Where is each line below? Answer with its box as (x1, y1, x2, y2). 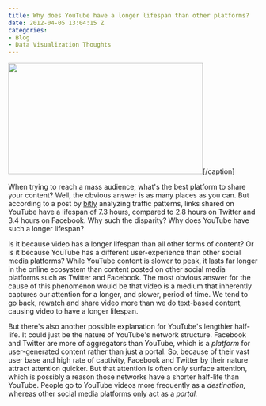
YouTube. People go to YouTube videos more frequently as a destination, (8, 381, 246, 390)
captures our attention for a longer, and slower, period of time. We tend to (8, 290, 249, 299)
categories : (8, 26, 47, 34)
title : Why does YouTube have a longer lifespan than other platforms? (8, 11, 249, 20)
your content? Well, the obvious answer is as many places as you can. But (8, 190, 249, 200)
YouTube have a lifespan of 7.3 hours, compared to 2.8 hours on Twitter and (8, 207, 256, 217)
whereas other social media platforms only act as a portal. (8, 389, 198, 399)
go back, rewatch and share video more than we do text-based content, (8, 298, 243, 308)
